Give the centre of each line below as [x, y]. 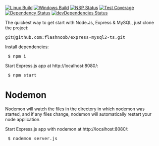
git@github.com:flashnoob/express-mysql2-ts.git [65, 37]
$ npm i [17, 56]
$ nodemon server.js [33, 138]
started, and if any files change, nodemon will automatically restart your [79, 114]
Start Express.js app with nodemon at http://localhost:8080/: [67, 129]
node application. [23, 119]
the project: [17, 28]
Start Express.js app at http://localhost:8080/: [52, 66]
